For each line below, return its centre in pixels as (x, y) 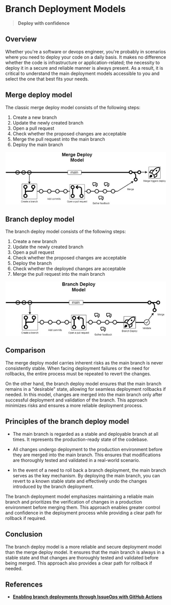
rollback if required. (26, 518)
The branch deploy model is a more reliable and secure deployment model (83, 547)
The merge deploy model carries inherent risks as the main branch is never (84, 362)
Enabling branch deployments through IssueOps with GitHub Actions (87, 597)
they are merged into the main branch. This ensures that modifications (87, 455)
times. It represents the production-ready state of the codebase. (80, 439)
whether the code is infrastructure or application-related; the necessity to (82, 63)
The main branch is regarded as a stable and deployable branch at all (86, 434)
